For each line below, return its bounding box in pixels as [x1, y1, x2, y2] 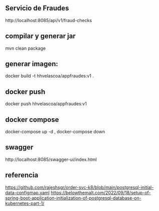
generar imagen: [5, 60, 59, 68]
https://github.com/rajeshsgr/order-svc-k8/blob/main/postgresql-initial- [5, 184, 154, 190]
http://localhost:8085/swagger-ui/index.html [5, 156, 97, 162]
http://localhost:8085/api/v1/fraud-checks [5, 17, 92, 23]
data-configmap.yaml [5, 189, 50, 195]
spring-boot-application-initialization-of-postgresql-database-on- [5, 195, 141, 201]
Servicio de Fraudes [5, 4, 69, 13]
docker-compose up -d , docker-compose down [5, 129, 105, 135]
